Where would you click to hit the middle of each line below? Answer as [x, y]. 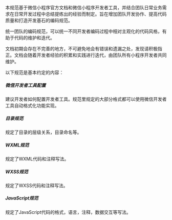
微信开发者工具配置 [26, 85]
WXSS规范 [17, 172]
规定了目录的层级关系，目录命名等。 [44, 132]
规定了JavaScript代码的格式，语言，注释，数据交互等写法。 [68, 212]
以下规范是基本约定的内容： [35, 72]
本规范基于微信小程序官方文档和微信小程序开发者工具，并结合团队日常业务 [84, 7]
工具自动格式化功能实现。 [32, 105]
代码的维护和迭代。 [34, 38]
